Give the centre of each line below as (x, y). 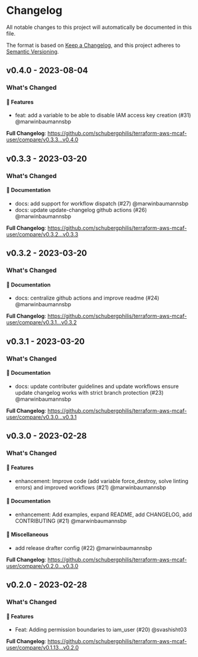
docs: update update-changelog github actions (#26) (81, 210)
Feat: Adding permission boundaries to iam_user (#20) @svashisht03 (101, 630)
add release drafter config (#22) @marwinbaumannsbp (83, 547)
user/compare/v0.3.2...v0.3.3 (42, 234)
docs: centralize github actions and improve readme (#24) (87, 298)
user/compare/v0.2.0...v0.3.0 (42, 566)
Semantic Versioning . (32, 51)
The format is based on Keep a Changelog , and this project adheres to (93, 45)
